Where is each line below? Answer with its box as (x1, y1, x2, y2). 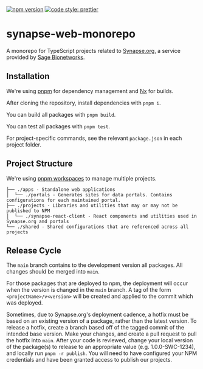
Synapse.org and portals (6, 218, 69, 224)
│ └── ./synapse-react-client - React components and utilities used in (6, 213, 198, 219)
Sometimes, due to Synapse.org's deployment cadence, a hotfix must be (6, 311, 189, 319)
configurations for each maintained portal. (6, 197, 121, 203)
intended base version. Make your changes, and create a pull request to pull (6, 330, 197, 337)
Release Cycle (6, 245, 62, 255)
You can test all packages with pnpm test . (6, 122, 111, 130)
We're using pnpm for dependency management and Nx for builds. (6, 87, 174, 94)
